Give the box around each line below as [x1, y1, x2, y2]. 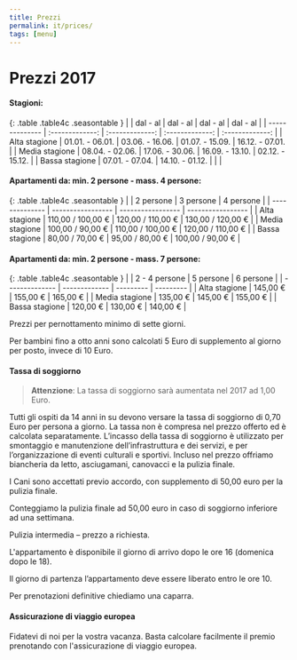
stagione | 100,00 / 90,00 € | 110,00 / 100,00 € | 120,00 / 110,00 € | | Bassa [9, 223, 280, 234]
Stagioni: [9, 98, 43, 108]
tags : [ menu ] [9, 29, 58, 38]
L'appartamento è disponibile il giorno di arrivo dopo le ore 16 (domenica [9, 547, 275, 558]
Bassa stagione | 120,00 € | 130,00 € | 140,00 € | [9, 301, 187, 312]
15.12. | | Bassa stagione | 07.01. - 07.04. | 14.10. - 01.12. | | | [9, 155, 223, 165]
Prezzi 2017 [9, 68, 97, 88]
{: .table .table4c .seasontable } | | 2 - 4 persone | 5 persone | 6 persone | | [9, 273, 284, 284]
